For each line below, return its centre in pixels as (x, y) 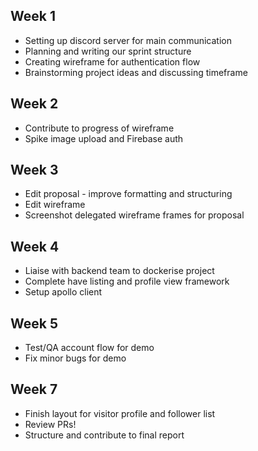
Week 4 (35, 246)
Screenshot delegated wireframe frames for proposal (134, 215)
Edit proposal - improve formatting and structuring (128, 194)
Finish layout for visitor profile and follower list (120, 413)
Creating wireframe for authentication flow (112, 61)
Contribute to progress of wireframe (99, 128)
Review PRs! (50, 424)
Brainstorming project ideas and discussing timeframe (136, 72)
